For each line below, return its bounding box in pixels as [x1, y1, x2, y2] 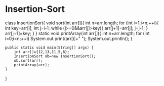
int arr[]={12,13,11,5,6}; [14, 49, 70, 54]
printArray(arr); [14, 62, 50, 67]
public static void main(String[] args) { [5, 45, 94, 50]
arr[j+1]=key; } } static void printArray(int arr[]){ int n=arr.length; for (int [5, 30, 150, 36]
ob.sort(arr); [14, 58, 43, 63]
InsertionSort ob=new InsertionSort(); [14, 53, 96, 59]
